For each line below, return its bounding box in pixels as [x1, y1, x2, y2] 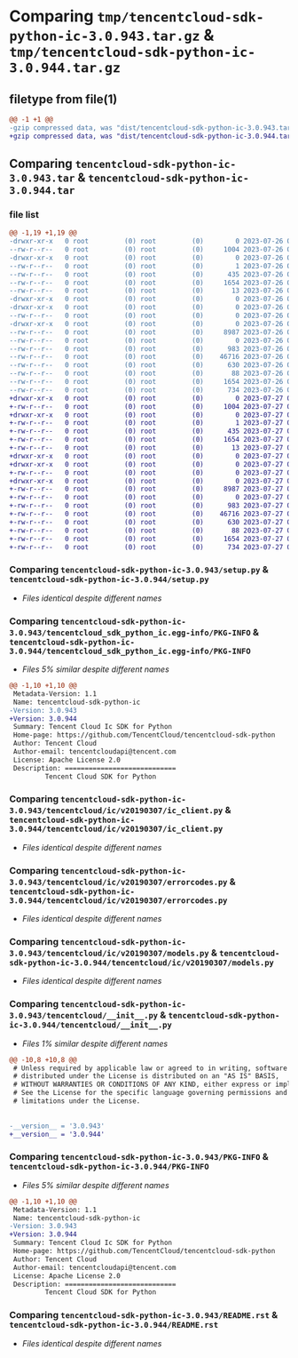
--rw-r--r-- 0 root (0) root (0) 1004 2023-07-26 [9, 245, 284, 254]
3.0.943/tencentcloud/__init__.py [9, 1011, 158, 1021]
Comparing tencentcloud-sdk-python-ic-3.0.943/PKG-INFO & [9, 1151, 269, 1163]
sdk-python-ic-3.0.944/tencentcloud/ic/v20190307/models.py [9, 958, 275, 968]
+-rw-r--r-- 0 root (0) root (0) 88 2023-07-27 [9, 526, 284, 535]
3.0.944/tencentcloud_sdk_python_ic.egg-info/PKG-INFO [9, 646, 251, 656]
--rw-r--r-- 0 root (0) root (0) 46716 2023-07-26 [9, 353, 284, 362]
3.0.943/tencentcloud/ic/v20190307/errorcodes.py [9, 877, 228, 887]
